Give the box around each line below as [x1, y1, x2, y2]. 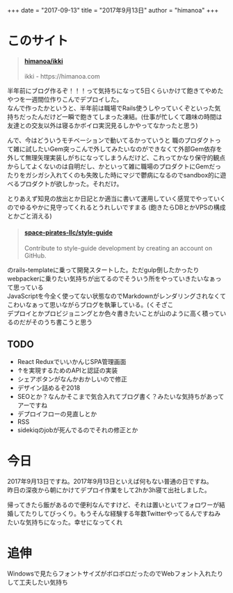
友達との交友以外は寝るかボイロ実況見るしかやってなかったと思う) [7, 121, 198, 130]
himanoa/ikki [24, 56, 64, 65]
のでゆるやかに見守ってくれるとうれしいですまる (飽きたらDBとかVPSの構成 [7, 203, 226, 212]
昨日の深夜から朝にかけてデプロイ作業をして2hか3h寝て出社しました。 [7, 486, 211, 494]
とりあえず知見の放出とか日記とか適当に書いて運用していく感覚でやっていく [7, 194, 226, 203]
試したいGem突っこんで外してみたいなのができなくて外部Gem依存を [25, 145, 223, 153]
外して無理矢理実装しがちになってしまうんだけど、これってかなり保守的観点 [7, 154, 226, 162]
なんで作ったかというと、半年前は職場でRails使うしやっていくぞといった [7, 104, 215, 113]
